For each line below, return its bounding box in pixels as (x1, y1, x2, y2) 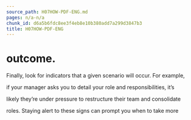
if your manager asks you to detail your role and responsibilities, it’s (6, 84, 175, 91)
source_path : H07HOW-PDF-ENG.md (6, 8, 88, 15)
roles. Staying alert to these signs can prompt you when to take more (6, 107, 179, 115)
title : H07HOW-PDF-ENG (6, 25, 64, 32)
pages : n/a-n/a (6, 15, 45, 21)
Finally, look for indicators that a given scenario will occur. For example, (6, 72, 185, 79)
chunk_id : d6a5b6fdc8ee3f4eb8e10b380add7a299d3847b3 (6, 20, 142, 26)
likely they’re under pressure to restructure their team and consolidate (6, 95, 181, 103)
